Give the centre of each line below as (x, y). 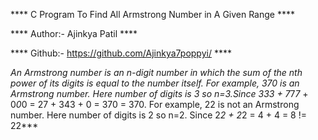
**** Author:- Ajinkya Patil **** (74, 33)
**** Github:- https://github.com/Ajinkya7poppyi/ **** (121, 53)
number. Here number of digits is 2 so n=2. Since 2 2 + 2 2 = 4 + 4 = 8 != (159, 115)
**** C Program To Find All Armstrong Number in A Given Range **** (152, 14)
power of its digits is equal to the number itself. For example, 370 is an (155, 83)
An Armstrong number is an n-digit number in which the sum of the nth (156, 72)
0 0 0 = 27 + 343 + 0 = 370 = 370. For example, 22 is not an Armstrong (155, 104)
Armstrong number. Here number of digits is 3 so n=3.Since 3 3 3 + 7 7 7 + (159, 93)
